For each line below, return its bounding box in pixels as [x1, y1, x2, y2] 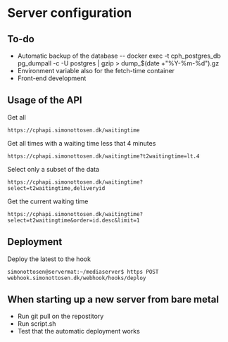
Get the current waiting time [7, 197, 89, 205]
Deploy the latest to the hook [7, 255, 91, 263]
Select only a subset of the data [7, 165, 100, 173]
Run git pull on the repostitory [17, 312, 104, 321]
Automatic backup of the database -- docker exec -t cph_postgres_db [17, 51, 222, 60]
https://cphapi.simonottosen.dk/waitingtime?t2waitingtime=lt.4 [7, 153, 200, 160]
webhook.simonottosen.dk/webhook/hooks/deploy [7, 274, 146, 281]
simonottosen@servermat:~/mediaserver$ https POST [7, 268, 159, 275]
